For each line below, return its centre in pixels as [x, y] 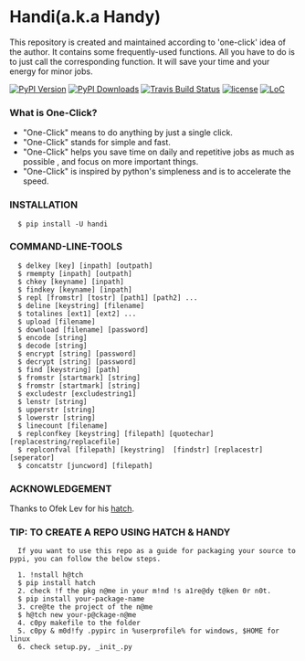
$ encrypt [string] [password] [77, 354]
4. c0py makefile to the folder [79, 624]
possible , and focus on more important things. [110, 162]
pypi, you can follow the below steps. [85, 560]
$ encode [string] [53, 337]
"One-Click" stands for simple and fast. [97, 143]
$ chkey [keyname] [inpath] [71, 282]
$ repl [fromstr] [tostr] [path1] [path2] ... [108, 298]
